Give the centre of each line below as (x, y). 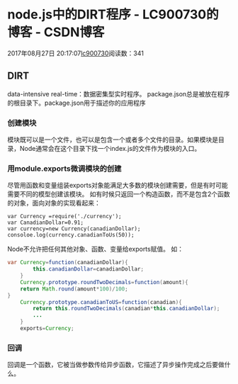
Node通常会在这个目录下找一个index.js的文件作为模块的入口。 (110, 149)
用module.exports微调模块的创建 (64, 169)
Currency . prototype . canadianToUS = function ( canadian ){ (101, 302)
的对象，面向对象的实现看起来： (54, 203)
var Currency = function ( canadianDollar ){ (68, 263)
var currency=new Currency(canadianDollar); (74, 229)
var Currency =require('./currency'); (64, 217)
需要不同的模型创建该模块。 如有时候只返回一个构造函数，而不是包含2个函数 (119, 194)
